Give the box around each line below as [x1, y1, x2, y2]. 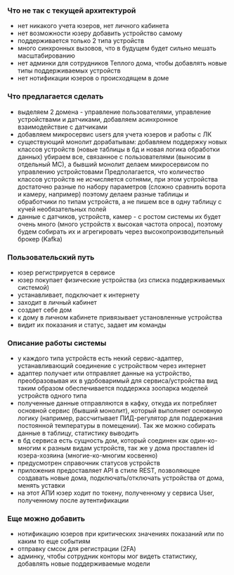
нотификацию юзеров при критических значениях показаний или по [17, 530, 224, 538]
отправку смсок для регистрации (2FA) [17, 545, 136, 553]
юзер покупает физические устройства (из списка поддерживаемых [17, 275, 226, 284]
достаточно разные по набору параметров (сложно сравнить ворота [17, 182, 226, 191]
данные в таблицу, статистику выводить [17, 429, 139, 438]
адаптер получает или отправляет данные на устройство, [17, 369, 192, 378]
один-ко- [190, 436, 218, 445]
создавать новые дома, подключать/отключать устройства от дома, [17, 474, 225, 482]
